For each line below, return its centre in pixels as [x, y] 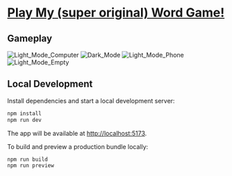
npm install [24, 113]
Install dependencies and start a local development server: [91, 100]
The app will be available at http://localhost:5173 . [77, 133]
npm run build [28, 159]
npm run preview [31, 166]
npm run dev [24, 120]
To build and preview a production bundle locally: [78, 146]
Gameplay [30, 38]
